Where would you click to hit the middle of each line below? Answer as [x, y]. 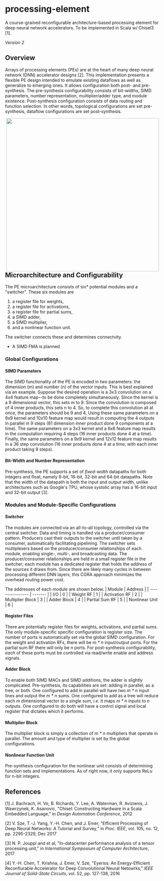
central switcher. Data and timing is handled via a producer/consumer [75, 533]
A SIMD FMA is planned [36, 347]
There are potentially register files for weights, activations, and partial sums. [82, 627]
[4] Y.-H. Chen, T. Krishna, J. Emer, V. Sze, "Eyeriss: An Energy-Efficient [78, 863]
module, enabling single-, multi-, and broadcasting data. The [66, 553]
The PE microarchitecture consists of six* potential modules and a [72, 287]
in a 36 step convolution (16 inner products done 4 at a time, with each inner [82, 444]
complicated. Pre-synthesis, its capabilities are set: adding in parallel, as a [80, 685]
